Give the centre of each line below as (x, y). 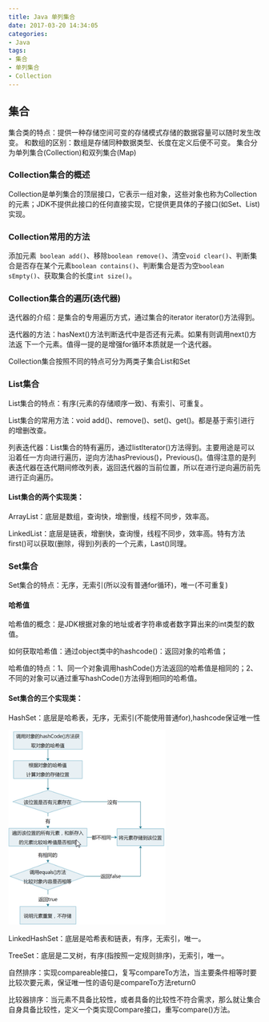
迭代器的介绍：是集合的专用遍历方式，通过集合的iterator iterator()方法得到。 (134, 317)
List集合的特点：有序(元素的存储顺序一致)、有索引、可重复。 (108, 403)
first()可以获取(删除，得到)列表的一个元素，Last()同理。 (100, 543)
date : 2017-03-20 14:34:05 (53, 25)
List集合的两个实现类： (46, 497)
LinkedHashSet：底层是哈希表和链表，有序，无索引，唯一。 (107, 938)
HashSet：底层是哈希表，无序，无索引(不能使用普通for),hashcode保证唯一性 (134, 718)
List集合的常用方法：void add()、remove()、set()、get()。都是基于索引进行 (131, 420)
